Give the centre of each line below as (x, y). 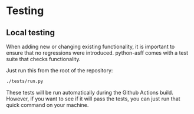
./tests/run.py (25, 81)
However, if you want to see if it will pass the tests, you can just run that (93, 99)
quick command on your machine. (47, 105)
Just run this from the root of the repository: (60, 71)
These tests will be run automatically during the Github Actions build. (90, 92)
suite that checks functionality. (43, 59)
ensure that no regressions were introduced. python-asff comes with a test (97, 53)
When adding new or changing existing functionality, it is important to (91, 46)
